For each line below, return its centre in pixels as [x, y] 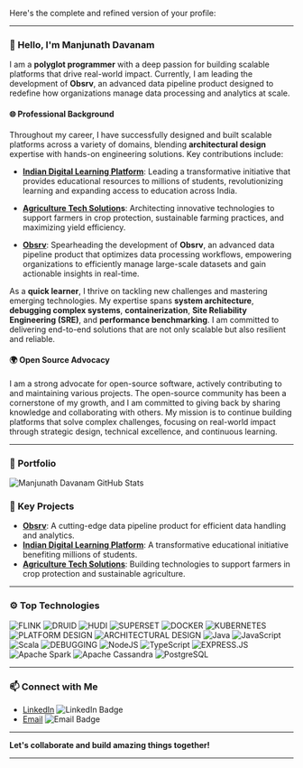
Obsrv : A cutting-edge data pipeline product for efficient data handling [154, 526]
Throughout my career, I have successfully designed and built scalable [141, 134]
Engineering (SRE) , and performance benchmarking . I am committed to [144, 319]
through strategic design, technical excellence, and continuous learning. [143, 431]
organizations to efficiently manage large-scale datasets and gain [144, 264]
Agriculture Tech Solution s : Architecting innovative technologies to [148, 208]
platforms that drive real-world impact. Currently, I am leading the [131, 74]
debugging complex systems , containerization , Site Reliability [129, 310]
